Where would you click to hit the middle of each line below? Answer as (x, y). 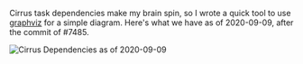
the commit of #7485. (49, 32)
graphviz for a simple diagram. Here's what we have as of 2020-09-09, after (151, 23)
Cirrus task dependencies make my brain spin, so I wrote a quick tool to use (150, 13)
